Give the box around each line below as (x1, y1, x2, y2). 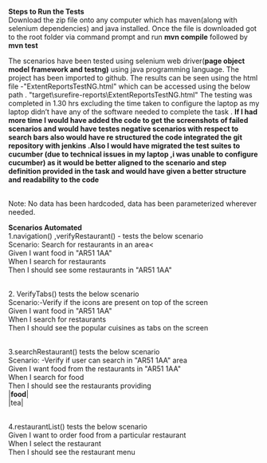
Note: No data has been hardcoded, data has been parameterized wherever (8, 199, 257, 208)
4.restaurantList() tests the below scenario (8, 422, 147, 431)
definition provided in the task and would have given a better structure (8, 167, 247, 176)
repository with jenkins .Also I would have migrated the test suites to (8, 141, 241, 150)
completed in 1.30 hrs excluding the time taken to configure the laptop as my (8, 99, 260, 108)
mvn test (8, 41, 38, 50)
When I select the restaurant (8, 439, 102, 448)
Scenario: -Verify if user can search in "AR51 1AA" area (8, 355, 187, 365)
